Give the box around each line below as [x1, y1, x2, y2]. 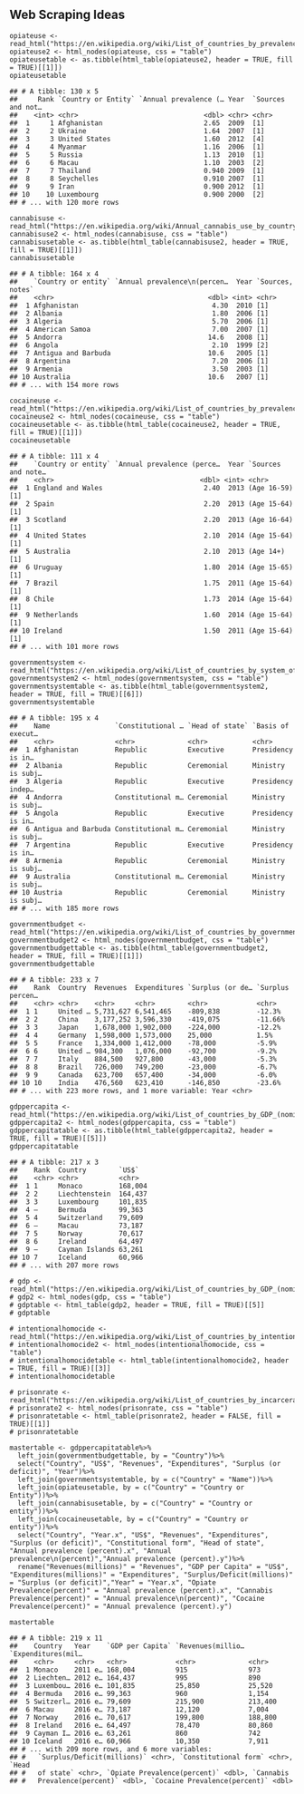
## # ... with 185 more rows [9, 904, 119, 913]
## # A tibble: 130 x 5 [9, 86, 100, 96]
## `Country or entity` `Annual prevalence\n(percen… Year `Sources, [9, 276, 294, 286]
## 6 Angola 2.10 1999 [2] [9, 340, 270, 350]
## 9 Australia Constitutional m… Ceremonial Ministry [9, 872, 285, 881]
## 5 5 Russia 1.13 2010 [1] [9, 150, 265, 160]
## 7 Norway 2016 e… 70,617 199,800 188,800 [9, 1712, 278, 1721]
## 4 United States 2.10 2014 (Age [9, 530, 265, 540]
